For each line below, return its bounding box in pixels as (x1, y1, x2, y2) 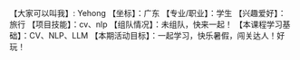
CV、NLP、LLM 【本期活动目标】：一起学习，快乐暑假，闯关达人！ (28, 30, 277, 40)
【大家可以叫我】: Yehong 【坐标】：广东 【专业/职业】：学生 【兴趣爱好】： (9, 8, 286, 18)
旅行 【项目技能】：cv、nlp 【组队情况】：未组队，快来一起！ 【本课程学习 (9, 19, 283, 30)
